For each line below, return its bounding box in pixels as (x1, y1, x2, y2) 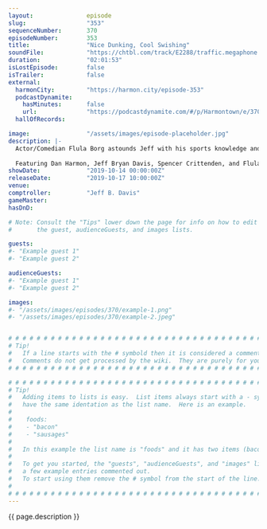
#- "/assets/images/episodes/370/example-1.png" (8, 306, 172, 314)
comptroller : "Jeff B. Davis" (8, 189, 141, 197)
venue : (8, 182, 30, 190)
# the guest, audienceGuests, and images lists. (8, 225, 194, 233)
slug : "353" (8, 19, 105, 27)
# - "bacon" (8, 423, 59, 431)
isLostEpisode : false (8, 64, 105, 72)
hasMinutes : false (22, 100, 105, 108)
